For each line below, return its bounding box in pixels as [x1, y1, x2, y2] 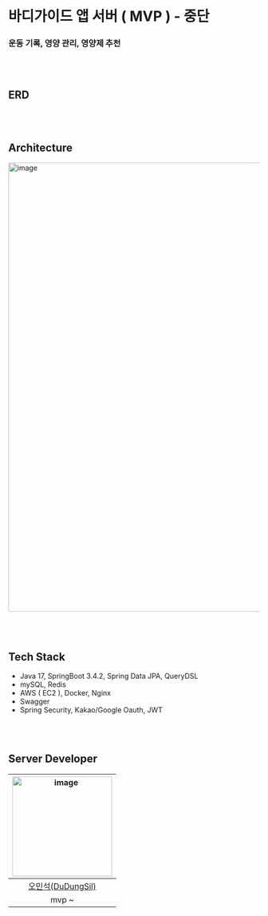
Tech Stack [8, 650, 65, 664]
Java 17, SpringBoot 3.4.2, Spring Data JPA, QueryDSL [19, 671, 199, 680]
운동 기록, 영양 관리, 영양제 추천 [8, 38, 121, 49]
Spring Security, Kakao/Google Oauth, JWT [19, 704, 164, 715]
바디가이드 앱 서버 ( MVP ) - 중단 [8, 7, 210, 26]
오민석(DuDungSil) [28, 880, 97, 891]
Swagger [19, 696, 50, 706]
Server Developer [8, 752, 98, 766]
